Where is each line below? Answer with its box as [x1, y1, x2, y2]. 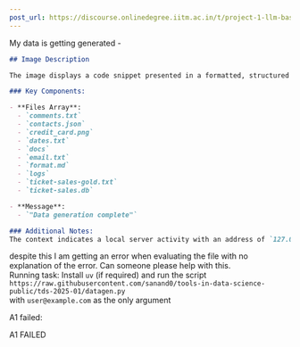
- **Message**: [9, 202, 66, 211]
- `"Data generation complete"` [17, 211, 138, 219]
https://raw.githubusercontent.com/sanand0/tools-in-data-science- [9, 279, 266, 288]
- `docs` [17, 145, 50, 153]
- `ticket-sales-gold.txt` [17, 178, 118, 187]
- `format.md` [17, 161, 70, 170]
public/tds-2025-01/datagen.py [9, 287, 126, 296]
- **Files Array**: [9, 103, 82, 112]
